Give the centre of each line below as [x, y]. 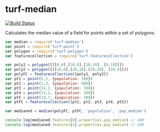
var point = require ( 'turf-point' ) [42, 46]
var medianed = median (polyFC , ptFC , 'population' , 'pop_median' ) [76, 111]
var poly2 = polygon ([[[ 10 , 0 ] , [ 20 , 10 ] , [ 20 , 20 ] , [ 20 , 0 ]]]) [67, 69]
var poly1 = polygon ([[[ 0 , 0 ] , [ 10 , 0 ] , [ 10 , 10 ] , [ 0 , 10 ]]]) [64, 65]
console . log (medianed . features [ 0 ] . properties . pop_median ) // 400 [74, 120]
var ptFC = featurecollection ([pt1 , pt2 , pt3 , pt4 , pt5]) [67, 102]
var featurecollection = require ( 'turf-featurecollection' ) [69, 56]
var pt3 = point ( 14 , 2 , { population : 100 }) [50, 88]
